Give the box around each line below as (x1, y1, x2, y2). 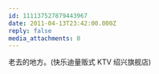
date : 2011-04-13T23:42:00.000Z (8, 19, 116, 27)
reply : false (8, 27, 52, 35)
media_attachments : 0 (8, 34, 81, 43)
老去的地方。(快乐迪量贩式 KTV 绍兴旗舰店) (8, 57, 152, 67)
